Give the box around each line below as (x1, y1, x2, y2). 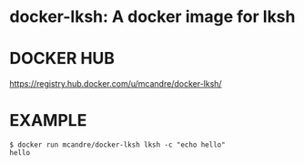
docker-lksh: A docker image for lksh (9, 6, 296, 27)
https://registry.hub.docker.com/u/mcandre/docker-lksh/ (9, 78, 222, 89)
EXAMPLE (9, 110, 87, 131)
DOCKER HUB (9, 48, 116, 69)
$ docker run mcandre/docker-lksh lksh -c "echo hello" (9, 140, 226, 150)
